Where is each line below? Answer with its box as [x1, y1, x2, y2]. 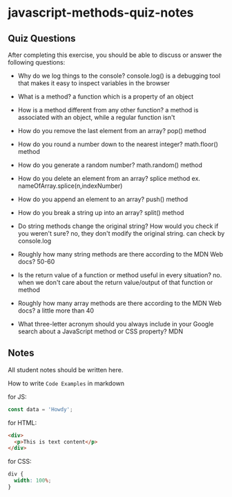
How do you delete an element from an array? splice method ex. [17, 175, 201, 182]
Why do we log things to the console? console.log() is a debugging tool [17, 71, 220, 80]
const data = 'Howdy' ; [8, 406, 73, 413]
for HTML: [8, 418, 37, 427]
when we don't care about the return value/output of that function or [17, 279, 213, 286]
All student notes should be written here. [8, 365, 124, 374]
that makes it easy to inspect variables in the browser [17, 79, 170, 87]
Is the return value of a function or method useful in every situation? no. [17, 271, 222, 279]
